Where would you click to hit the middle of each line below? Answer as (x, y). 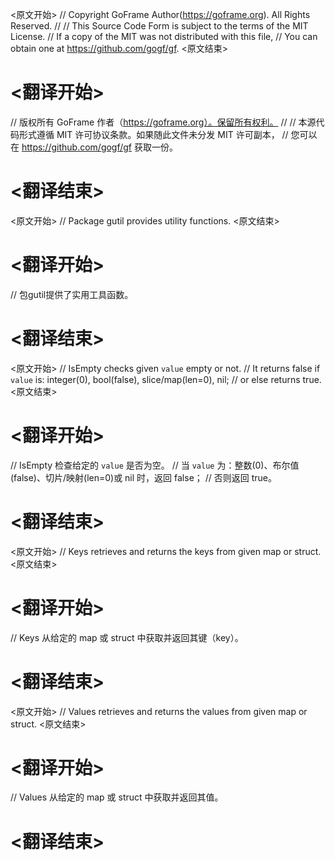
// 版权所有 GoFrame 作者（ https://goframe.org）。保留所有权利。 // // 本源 (163, 122)
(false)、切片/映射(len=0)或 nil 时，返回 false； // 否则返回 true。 (143, 477)
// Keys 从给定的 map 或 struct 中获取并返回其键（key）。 (127, 637)
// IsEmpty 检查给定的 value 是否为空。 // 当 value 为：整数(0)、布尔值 (155, 465)
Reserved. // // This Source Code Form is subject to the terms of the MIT (159, 26)
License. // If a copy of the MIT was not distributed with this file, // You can (164, 36)
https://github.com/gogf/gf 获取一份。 (99, 147)
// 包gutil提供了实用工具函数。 (72, 294)
